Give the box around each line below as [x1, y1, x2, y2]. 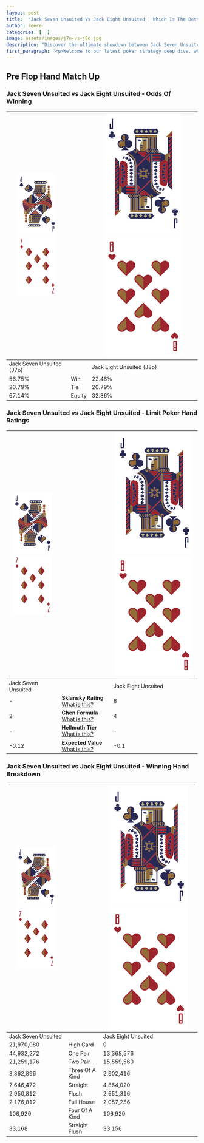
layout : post [6, 10, 39, 16]
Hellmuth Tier [61, 724, 97, 731]
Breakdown [6, 770, 41, 778]
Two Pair [68, 1058, 90, 1065]
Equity [70, 392, 87, 399]
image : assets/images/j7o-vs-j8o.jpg [6, 35, 102, 42]
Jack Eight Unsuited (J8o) [92, 363, 157, 370]
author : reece [6, 22, 42, 29]
